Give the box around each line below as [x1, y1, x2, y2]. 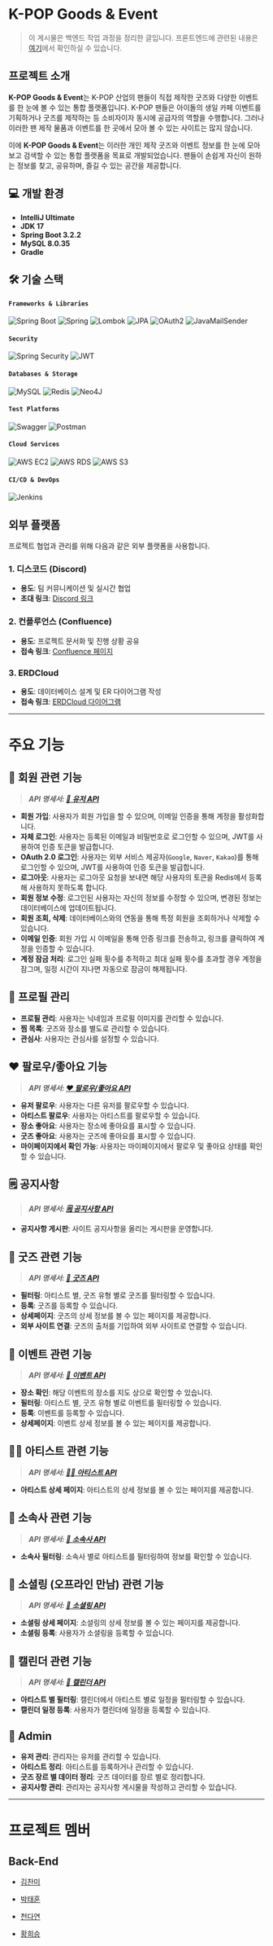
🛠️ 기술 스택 [8, 272, 63, 286]
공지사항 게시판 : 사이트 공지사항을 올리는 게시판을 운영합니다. [19, 1223, 214, 1234]
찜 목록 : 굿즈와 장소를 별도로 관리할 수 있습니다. [19, 1023, 170, 1033]
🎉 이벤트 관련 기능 [8, 1347, 92, 1361]
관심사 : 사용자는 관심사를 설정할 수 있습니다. [19, 1034, 160, 1043]
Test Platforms [8, 405, 60, 414]
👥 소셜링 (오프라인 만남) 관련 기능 [8, 1577, 164, 1591]
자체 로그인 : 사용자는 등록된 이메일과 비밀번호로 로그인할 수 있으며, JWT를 [19, 832, 254, 841]
